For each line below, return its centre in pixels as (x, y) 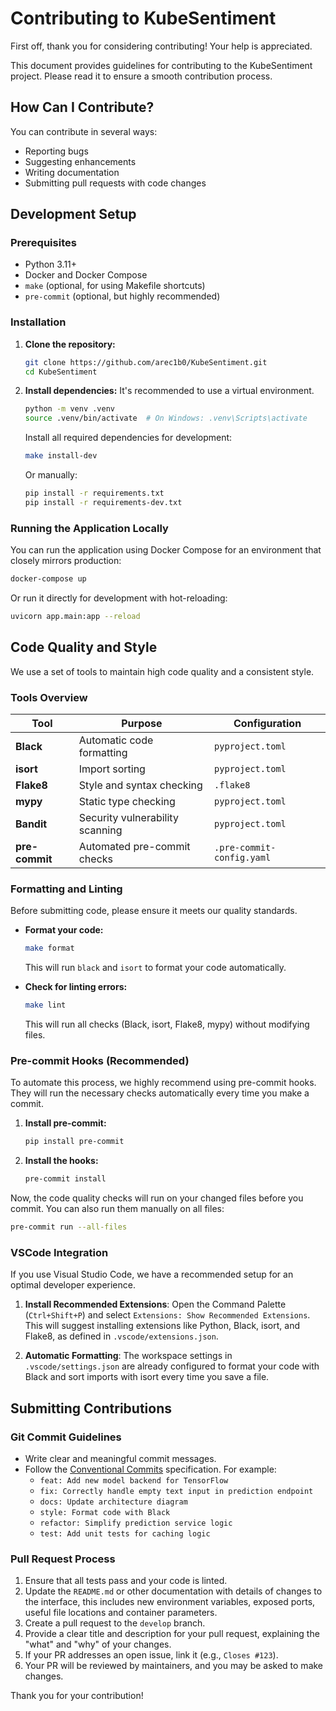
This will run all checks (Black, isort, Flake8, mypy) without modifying (167, 1024)
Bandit (31, 824)
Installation (38, 322)
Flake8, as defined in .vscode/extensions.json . (121, 1336)
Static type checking (127, 802)
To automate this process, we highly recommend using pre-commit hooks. (163, 1083)
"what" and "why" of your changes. (98, 1644)
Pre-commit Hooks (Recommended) (100, 1060)
